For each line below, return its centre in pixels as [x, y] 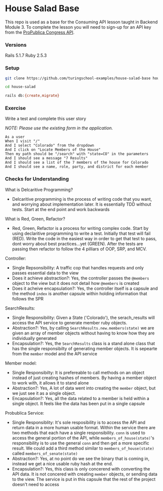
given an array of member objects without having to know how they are [83, 333]
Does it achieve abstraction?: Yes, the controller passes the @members [81, 278]
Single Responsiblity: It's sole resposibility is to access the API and [79, 422]
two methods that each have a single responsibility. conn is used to [79, 433]
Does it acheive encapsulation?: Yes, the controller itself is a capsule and [85, 288]
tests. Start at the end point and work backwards [61, 209]
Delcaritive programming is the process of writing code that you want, [82, 199]
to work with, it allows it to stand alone [50, 383]
